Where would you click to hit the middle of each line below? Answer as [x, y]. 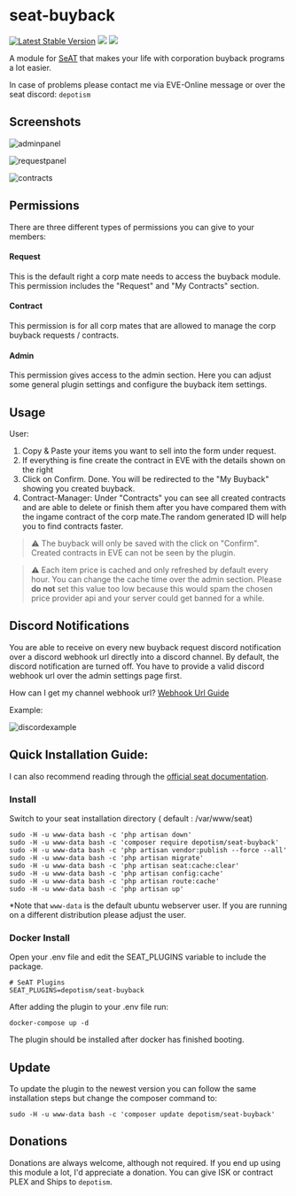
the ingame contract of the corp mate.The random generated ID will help [154, 516]
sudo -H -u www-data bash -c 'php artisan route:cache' [114, 881]
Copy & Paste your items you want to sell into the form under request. [149, 450]
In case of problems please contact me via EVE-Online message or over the [147, 84]
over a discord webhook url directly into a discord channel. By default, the [144, 656]
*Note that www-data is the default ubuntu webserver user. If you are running [148, 905]
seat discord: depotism [50, 94]
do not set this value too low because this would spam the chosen [152, 588]
